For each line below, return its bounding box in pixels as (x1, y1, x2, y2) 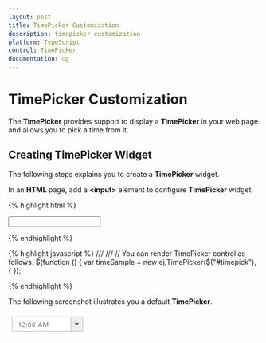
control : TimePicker (8, 46, 77, 55)
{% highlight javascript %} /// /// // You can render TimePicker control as (8, 248, 246, 258)
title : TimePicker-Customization (8, 21, 119, 30)
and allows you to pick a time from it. (8, 124, 129, 135)
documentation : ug (8, 55, 69, 63)
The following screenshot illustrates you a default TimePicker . (8, 296, 213, 306)
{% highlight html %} (8, 200, 77, 210)
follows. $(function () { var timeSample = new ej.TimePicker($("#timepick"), (8, 257, 256, 266)
